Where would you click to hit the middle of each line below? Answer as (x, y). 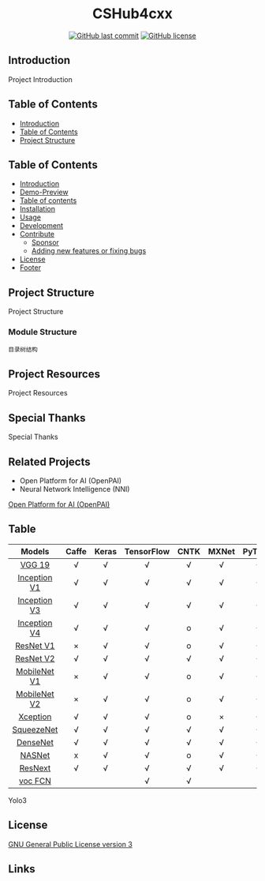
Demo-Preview (44, 192)
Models (35, 551)
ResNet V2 (35, 658)
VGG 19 (35, 564)
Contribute (37, 234)
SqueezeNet (35, 729)
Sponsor (45, 242)
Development (41, 226)
